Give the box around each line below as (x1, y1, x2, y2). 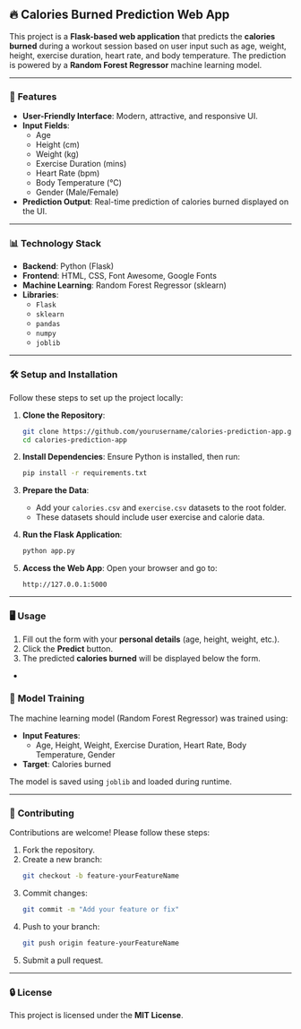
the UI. (21, 206, 47, 217)
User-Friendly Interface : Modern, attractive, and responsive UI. (21, 111, 258, 122)
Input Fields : (21, 120, 70, 131)
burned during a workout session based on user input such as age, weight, (9, 40, 287, 51)
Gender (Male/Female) (35, 187, 119, 198)
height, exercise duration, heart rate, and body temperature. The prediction (9, 49, 287, 61)
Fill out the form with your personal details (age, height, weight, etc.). (21, 634, 280, 644)
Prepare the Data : (21, 485, 90, 496)
